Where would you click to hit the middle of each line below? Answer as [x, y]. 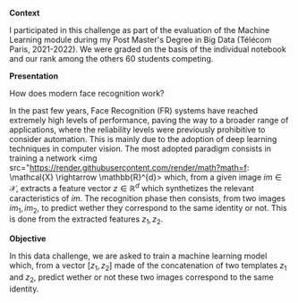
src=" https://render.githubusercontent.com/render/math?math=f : [129, 168]
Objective [28, 239]
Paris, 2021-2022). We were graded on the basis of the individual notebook [148, 49]
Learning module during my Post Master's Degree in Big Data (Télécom [140, 40]
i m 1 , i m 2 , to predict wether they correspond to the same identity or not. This [149, 209]
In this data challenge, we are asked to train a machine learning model [138, 256]
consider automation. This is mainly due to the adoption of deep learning [143, 139]
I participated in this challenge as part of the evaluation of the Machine [140, 30]
